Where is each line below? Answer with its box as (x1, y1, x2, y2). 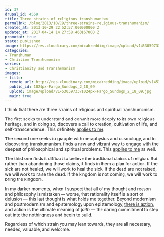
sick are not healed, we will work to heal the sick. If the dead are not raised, (5, 166, 157, 172)
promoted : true (5, 35, 36, 39)
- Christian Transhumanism (5, 57, 60, 62)
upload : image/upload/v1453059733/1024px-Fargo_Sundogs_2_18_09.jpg (9, 89, 152, 94)
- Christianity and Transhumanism (5, 66, 76, 71)
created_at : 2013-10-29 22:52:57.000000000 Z (5, 25, 99, 30)
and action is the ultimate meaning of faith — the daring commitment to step (5, 207, 159, 213)
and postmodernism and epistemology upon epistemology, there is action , (5, 201, 155, 207)
